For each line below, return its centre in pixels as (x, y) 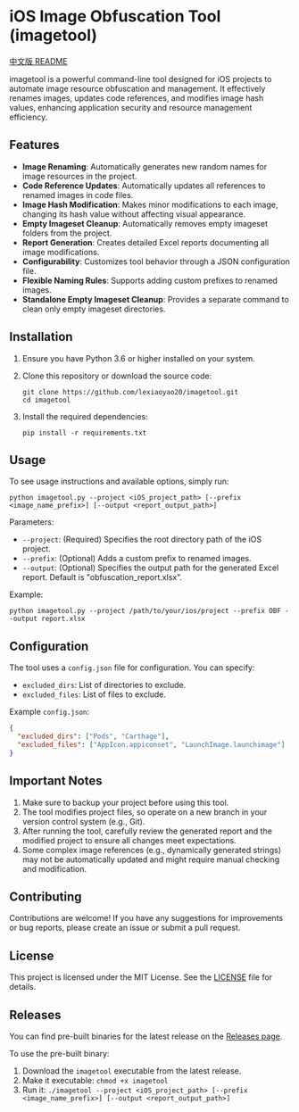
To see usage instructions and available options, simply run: (119, 481)
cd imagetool (46, 400)
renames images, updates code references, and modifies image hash (137, 98)
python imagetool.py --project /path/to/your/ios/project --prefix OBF (145, 611)
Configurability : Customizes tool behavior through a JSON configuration (156, 261)
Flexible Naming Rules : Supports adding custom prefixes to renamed (150, 280)
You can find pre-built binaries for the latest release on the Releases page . (146, 1036)
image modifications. (61, 252)
